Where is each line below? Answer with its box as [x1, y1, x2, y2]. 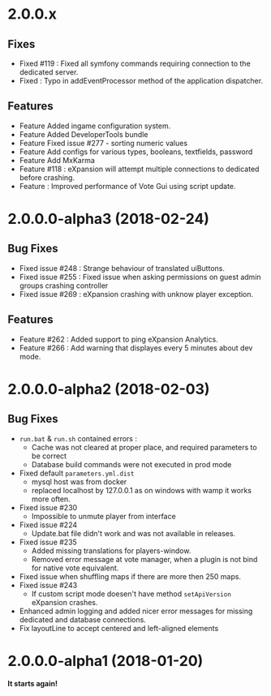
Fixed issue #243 [19, 580, 78, 590]
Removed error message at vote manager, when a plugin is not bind [31, 554, 258, 564]
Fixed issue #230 [19, 502, 78, 512]
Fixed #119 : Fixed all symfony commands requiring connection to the [19, 58, 251, 68]
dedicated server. [19, 67, 79, 77]
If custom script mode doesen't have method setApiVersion [31, 589, 232, 599]
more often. [31, 494, 71, 504]
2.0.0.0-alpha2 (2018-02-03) [7, 380, 210, 398]
